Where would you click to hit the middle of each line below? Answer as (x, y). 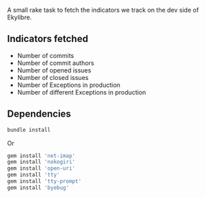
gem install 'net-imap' (41, 156)
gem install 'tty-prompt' (44, 181)
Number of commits (46, 55)
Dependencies (39, 114)
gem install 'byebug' (38, 188)
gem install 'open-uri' (41, 168)
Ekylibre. (20, 17)
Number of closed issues (53, 77)
